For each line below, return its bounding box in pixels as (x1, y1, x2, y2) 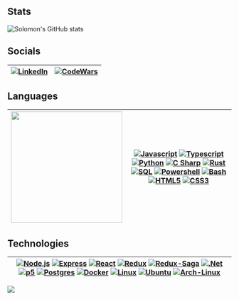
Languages (7, 90, 58, 103)
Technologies (7, 237, 70, 249)
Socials (7, 46, 41, 58)
